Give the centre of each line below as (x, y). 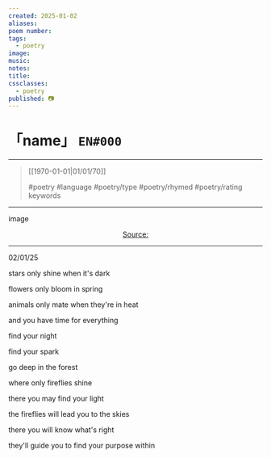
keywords (44, 195)
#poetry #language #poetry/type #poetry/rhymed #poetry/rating (135, 187)
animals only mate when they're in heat (73, 305)
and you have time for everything (63, 321)
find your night (33, 336)
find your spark (33, 351)
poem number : (30, 31)
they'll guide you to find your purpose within (82, 446)
